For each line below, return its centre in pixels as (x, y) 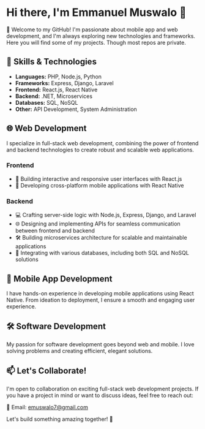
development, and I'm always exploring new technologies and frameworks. (101, 36)
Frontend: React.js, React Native (56, 89)
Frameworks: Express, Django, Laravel (65, 83)
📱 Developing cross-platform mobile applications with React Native (99, 185)
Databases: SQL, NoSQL (47, 102)
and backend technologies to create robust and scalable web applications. (100, 150)
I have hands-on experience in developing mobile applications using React (100, 293)
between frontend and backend (55, 231)
